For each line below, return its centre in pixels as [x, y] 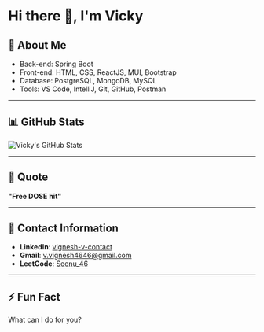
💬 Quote [28, 177]
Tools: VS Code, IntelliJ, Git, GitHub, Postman [93, 89]
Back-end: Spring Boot [56, 64]
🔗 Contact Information [64, 229]
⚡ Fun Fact [34, 297]
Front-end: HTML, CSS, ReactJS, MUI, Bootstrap [98, 72]
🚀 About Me [37, 45]
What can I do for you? [45, 320]
